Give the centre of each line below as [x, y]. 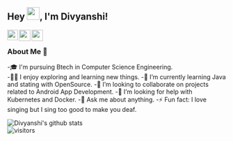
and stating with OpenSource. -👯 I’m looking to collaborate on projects [108, 85]
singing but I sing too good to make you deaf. [72, 110]
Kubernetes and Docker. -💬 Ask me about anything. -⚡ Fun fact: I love [107, 100]
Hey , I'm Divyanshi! [58, 17]
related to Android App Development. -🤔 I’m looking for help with [100, 92]
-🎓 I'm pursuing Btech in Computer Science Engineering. [90, 67]
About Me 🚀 [27, 51]
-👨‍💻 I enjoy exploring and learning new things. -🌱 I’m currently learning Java [116, 77]
